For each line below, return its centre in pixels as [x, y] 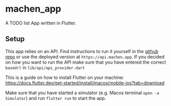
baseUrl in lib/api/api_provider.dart [45, 67]
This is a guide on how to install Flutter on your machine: [65, 77]
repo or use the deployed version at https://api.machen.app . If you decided [85, 57]
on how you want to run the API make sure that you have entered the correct [86, 62]
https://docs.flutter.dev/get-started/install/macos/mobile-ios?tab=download [85, 83]
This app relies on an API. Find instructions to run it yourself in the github [82, 51]
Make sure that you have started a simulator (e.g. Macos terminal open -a [82, 93]
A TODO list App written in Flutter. [41, 23]
